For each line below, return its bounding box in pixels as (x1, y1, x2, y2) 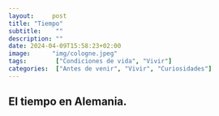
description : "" (8, 34, 63, 43)
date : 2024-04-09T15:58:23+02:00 (8, 42, 122, 50)
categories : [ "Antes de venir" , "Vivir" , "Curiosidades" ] (8, 65, 213, 73)
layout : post (8, 11, 67, 20)
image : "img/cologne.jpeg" (8, 49, 118, 58)
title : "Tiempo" (8, 19, 63, 28)
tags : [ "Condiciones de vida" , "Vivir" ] (8, 58, 173, 66)
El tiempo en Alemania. (8, 95, 127, 109)
